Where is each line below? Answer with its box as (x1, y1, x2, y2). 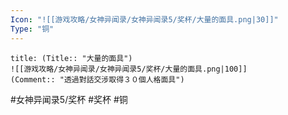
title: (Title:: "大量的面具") (10, 53, 133, 63)
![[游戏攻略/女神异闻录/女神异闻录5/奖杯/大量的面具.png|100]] (10, 64, 248, 74)
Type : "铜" (10, 24, 55, 34)
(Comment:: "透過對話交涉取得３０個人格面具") (10, 74, 185, 85)
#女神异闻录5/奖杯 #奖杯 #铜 (10, 93, 128, 105)
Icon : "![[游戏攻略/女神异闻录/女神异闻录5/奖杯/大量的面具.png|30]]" (10, 14, 279, 25)
